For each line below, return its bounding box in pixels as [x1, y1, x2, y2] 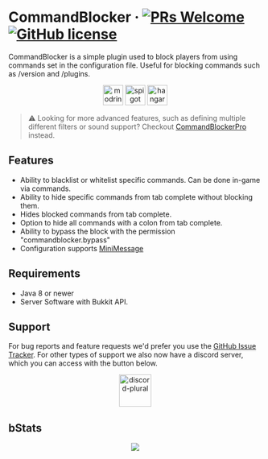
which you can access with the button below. [8, 358, 159, 368]
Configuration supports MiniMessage [19, 243, 144, 253]
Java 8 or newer [19, 288, 75, 298]
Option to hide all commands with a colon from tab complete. [19, 217, 223, 227]
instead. [27, 130, 56, 140]
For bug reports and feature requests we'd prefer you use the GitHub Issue [8, 341, 257, 351]
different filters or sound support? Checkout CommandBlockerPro [27, 122, 247, 131]
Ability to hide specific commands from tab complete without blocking [19, 192, 254, 201]
